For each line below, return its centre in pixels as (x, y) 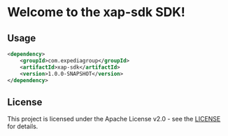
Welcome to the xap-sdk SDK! (96, 12)
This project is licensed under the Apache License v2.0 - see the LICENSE (114, 119)
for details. (23, 126)
